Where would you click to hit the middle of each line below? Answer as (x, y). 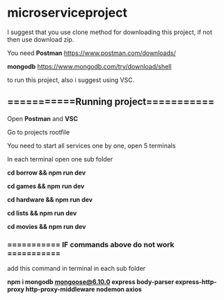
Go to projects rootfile (39, 132)
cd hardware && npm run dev (50, 199)
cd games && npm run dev (46, 186)
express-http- (196, 282)
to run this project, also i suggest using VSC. (71, 80)
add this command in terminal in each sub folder (77, 269)
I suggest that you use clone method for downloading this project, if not (110, 32)
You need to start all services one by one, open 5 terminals (91, 145)
